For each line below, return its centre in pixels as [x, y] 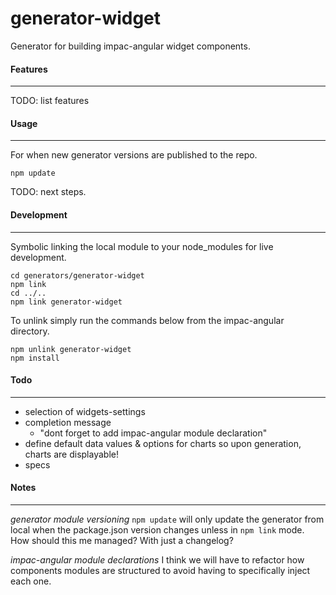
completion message [68, 422]
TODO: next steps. [48, 192]
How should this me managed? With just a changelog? [122, 540]
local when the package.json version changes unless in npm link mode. [157, 529]
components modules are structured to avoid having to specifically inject [160, 570]
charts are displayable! [71, 454]
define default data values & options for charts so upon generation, [163, 443]
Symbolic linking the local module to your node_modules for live [142, 246]
